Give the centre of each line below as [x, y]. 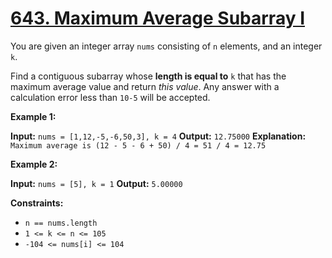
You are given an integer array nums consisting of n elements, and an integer [166, 46]
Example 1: [33, 116]
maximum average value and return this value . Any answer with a [145, 86]
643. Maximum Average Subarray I [158, 18]
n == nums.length [61, 223]
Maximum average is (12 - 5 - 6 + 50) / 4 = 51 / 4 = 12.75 [138, 145]
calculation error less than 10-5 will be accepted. [110, 97]
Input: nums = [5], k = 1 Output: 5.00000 [96, 183]
